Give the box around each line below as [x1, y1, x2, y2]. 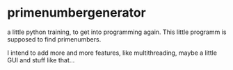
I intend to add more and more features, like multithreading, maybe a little [7, 49, 218, 57]
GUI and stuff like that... [7, 55, 75, 64]
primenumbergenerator [7, 5, 146, 21]
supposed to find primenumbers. [7, 35, 102, 43]
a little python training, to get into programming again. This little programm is [7, 28, 227, 36]
